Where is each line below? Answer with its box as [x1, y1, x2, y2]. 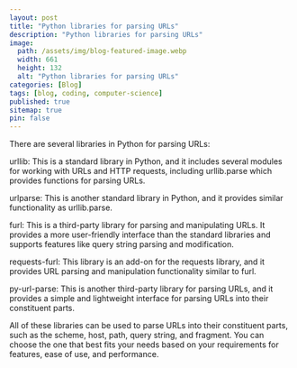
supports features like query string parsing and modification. [9, 239, 234, 250]
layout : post [9, 13, 58, 23]
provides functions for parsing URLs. [9, 175, 146, 186]
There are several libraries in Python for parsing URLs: [9, 139, 211, 150]
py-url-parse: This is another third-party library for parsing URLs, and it [9, 283, 274, 294]
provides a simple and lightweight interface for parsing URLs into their [9, 293, 269, 304]
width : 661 [17, 55, 58, 64]
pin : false [9, 114, 50, 123]
